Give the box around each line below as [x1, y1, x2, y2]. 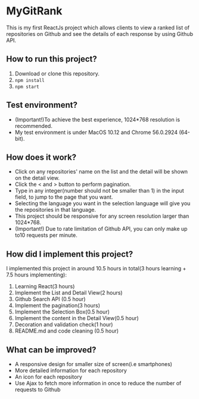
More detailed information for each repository [14, 367, 127, 374]
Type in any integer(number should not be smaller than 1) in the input [14, 187, 185, 194]
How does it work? [6, 152, 77, 162]
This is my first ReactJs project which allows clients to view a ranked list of [6, 24, 190, 31]
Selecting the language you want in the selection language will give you [14, 200, 191, 207]
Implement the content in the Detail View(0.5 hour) [14, 315, 139, 322]
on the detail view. [14, 175, 60, 182]
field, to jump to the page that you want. [14, 193, 113, 201]
